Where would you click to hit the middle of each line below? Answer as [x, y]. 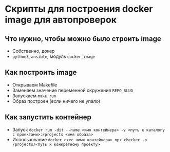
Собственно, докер [33, 51]
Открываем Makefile [35, 84]
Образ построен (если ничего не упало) [56, 101]
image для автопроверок [61, 20]
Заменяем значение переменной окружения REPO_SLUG [73, 90]
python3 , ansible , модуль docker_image [54, 56]
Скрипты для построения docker [79, 9]
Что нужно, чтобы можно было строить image [83, 39]
